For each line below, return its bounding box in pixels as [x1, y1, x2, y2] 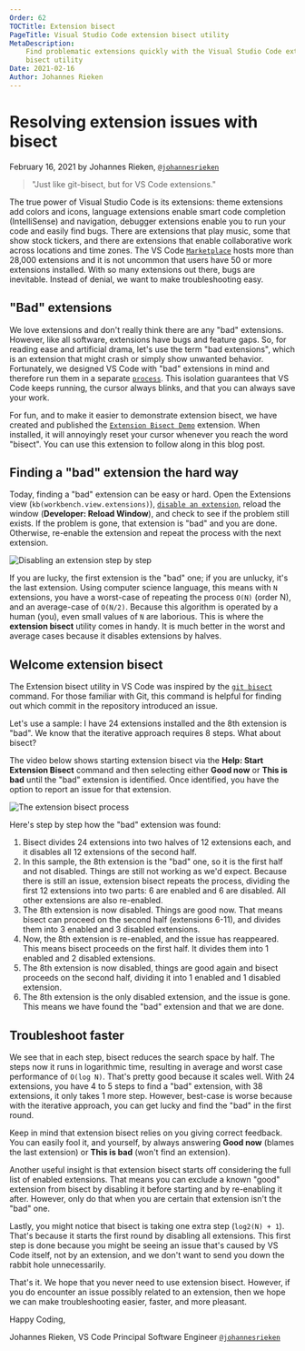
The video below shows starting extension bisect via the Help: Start [9, 755, 264, 766]
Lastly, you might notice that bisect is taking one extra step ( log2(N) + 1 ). [9, 1220, 285, 1231]
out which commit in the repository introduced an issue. [9, 701, 218, 711]
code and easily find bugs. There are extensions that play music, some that [9, 225, 290, 237]
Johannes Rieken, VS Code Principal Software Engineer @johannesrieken [9, 1331, 281, 1342]
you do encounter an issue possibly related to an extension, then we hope [9, 1286, 286, 1297]
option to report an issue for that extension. [9, 784, 172, 795]
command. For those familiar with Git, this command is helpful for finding [9, 691, 282, 701]
